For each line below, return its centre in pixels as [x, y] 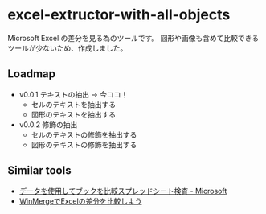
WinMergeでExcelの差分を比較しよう [80, 201]
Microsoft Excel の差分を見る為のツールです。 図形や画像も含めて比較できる [133, 38]
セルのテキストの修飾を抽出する [84, 134]
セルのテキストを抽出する [74, 104]
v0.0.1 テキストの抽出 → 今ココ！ [74, 94]
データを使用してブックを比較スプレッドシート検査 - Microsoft [123, 191]
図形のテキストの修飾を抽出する [84, 144]
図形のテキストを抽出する [74, 114]
